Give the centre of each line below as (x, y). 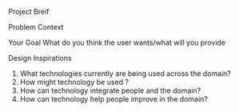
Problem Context (36, 27)
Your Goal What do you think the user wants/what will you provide (117, 42)
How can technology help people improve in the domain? (114, 99)
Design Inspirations (40, 58)
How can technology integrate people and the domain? (110, 90)
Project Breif (29, 12)
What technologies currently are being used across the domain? (125, 74)
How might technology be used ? (74, 82)
